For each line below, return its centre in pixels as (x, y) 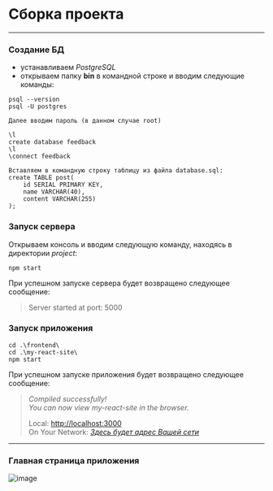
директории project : (43, 253)
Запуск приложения (51, 328)
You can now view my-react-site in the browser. (108, 407)
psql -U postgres (38, 106)
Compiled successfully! (67, 398)
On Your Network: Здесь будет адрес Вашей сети (113, 432)
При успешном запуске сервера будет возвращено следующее (119, 283)
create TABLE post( (41, 178)
